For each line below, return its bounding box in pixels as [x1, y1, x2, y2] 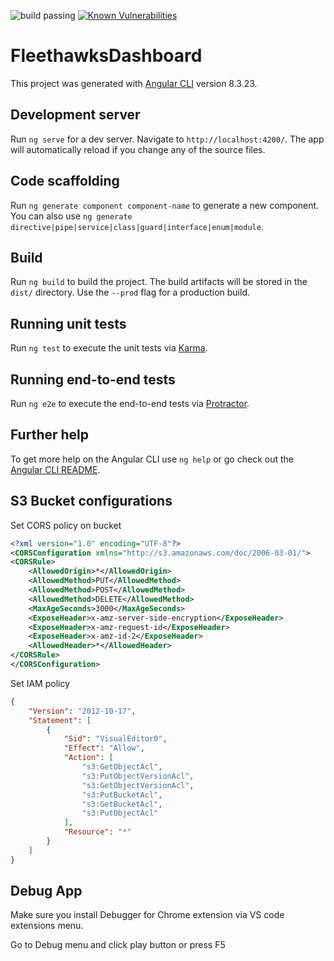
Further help [10, 426, 90, 444]
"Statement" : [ [28, 715, 92, 725]
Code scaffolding [10, 173, 120, 190]
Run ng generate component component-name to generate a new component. [10, 199, 320, 211]
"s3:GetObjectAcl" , [81, 762, 163, 772]
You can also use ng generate [10, 210, 133, 222]
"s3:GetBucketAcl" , [81, 799, 163, 809]
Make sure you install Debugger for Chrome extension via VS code [10, 909, 285, 921]
